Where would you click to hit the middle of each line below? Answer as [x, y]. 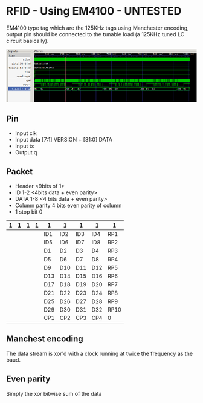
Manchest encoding [45, 339]
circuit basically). [27, 41]
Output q [26, 152]
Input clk [26, 133]
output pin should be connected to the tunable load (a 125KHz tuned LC [95, 34]
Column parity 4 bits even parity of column [68, 205]
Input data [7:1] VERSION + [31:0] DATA [64, 140]
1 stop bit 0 [29, 212]
